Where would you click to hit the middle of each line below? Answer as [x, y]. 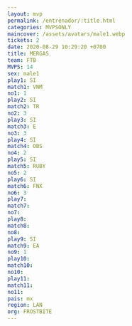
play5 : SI [22, 160]
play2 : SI [22, 100]
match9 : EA [23, 246]
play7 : [17, 199]
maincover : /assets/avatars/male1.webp [66, 34]
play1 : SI [22, 80]
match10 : [20, 265]
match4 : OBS [25, 147]
